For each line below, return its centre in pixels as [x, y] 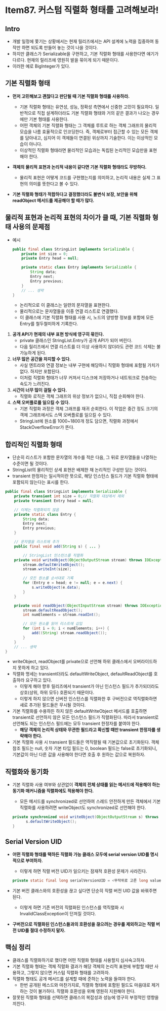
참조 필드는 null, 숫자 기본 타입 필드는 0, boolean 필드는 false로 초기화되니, [85, 748]
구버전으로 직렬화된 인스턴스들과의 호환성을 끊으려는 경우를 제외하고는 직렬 [83, 924]
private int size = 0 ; [45, 254]
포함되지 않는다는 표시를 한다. [41, 482]
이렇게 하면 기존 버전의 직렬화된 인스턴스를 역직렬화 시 [72, 907]
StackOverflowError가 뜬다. [47, 427]
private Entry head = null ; [50, 259]
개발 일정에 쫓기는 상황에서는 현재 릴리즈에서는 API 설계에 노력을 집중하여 [83, 41]
